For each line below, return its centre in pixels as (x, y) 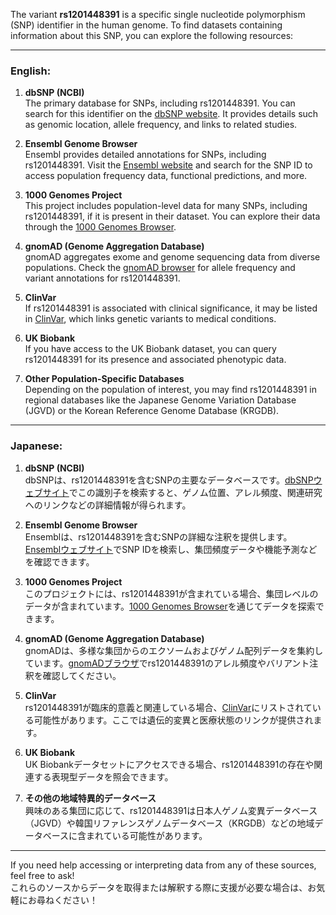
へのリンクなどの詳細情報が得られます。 (108, 505)
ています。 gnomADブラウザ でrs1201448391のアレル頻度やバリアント (167, 663)
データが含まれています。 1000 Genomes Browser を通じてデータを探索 (170, 606)
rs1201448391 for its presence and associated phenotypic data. (155, 360)
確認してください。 (82, 675)
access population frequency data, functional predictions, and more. (166, 176)
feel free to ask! (42, 875)
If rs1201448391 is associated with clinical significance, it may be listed (171, 308)
